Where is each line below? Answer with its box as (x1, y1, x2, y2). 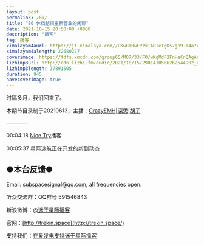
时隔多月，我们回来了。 (6, 94, 65, 102)
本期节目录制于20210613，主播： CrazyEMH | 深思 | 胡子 (6, 107, 141, 114)
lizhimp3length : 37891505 (6, 65, 72, 72)
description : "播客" (6, 32, 56, 38)
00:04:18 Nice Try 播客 (6, 132, 62, 139)
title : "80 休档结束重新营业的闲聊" (6, 20, 89, 26)
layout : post (6, 9, 39, 15)
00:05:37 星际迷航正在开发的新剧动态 (6, 145, 100, 152)
